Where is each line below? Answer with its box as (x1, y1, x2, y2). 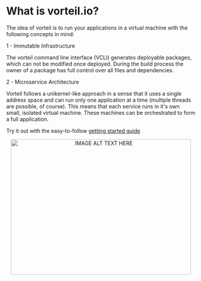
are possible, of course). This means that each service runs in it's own (6, 102, 180, 110)
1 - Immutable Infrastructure (6, 42, 76, 49)
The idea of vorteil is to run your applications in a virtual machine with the (6, 24, 188, 31)
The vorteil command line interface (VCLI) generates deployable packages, (6, 54, 192, 61)
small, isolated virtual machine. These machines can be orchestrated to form (6, 109, 196, 116)
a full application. (6, 116, 49, 123)
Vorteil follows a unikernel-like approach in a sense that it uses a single (6, 90, 182, 97)
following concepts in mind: (6, 30, 75, 37)
